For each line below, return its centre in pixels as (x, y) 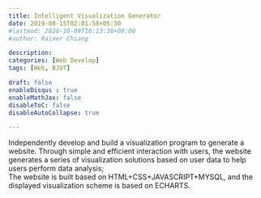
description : (30, 53)
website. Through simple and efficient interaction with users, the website (130, 151)
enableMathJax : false (45, 98)
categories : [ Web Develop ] (54, 61)
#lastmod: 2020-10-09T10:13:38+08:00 (72, 31)
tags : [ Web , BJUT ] (39, 68)
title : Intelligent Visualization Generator (85, 16)
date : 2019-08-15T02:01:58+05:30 (65, 23)
